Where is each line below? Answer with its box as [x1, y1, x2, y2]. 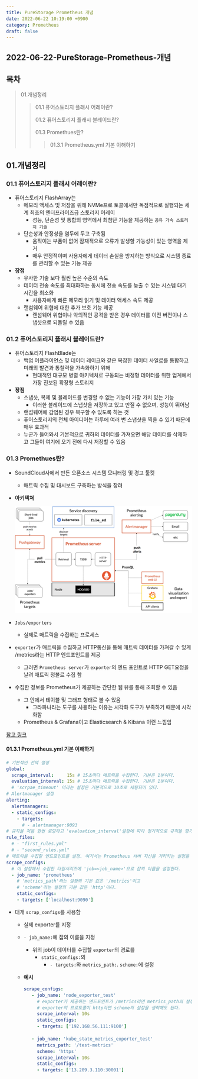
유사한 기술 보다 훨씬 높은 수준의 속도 [23, 274, 109, 282]
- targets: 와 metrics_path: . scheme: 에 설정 [49, 961, 154, 968]
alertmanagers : [11, 803, 49, 809]
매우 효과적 [23, 424, 49, 431]
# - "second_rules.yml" [11, 847, 70, 853]
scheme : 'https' [37, 1048, 77, 1054]
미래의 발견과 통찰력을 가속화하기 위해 [23, 364, 111, 371]
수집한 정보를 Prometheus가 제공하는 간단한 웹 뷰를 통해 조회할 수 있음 [14, 683, 178, 690]
